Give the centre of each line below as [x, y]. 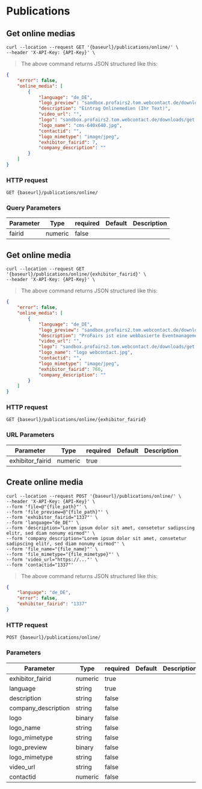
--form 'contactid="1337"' [40, 565]
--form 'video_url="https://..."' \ [52, 559]
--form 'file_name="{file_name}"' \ [52, 549]
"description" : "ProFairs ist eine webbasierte [99, 336]
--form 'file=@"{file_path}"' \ [47, 507]
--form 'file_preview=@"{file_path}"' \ [58, 512]
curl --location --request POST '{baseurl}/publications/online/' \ [94, 496]
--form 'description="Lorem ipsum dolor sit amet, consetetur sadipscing [101, 528]
